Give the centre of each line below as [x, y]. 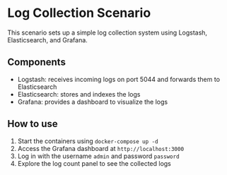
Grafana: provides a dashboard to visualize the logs [93, 102]
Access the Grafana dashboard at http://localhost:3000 [101, 148]
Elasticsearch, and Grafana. [48, 40]
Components [36, 62]
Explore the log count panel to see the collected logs [94, 163]
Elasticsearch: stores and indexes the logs [79, 94]
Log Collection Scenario [79, 13]
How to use [33, 124]
